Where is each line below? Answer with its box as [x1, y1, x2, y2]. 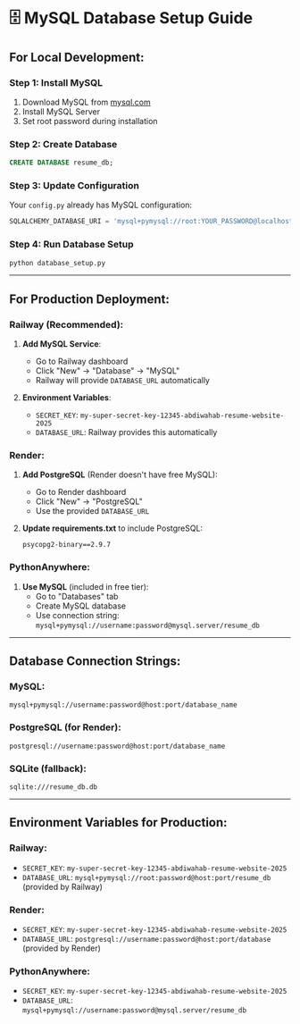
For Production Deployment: [9, 291, 170, 306]
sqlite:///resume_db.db [9, 782, 98, 792]
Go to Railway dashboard [35, 356, 129, 367]
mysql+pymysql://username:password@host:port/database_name [9, 701, 238, 709]
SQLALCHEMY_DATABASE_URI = [9, 217, 110, 226]
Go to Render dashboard [35, 487, 127, 498]
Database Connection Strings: [9, 654, 181, 669]
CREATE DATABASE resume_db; [9, 158, 114, 167]
